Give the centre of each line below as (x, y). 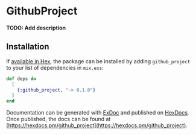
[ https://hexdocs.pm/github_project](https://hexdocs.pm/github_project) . (97, 125)
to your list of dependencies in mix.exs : (55, 67)
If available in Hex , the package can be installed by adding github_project (98, 61)
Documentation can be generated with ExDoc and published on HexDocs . (98, 113)
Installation (28, 47)
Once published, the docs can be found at (58, 119)
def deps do (21, 79)
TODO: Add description (36, 28)
